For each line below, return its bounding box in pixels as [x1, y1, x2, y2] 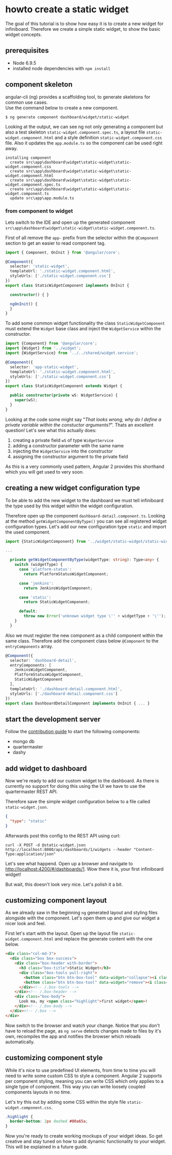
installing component [5, 155, 52, 161]
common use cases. [5, 99, 48, 105]
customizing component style [5, 1054, 103, 1062]
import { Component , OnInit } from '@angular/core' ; [5, 250, 120, 255]
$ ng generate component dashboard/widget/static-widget [5, 114, 130, 120]
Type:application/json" [5, 851, 56, 857]
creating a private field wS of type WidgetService [12, 437, 114, 443]
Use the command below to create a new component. [5, 104, 119, 111]
